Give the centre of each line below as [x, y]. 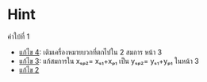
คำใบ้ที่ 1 [19, 36]
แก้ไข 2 [29, 69]
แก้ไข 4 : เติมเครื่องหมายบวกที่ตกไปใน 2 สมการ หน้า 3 [90, 52]
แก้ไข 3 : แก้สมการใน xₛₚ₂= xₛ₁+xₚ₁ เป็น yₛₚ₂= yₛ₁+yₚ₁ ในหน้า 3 [109, 61]
